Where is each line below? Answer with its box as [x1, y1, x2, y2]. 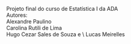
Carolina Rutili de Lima [6, 24, 62, 31]
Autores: [6, 11, 28, 19]
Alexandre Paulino [6, 18, 52, 25]
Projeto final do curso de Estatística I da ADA [6, 5, 118, 12]
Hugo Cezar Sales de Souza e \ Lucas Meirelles [6, 31, 126, 38]
